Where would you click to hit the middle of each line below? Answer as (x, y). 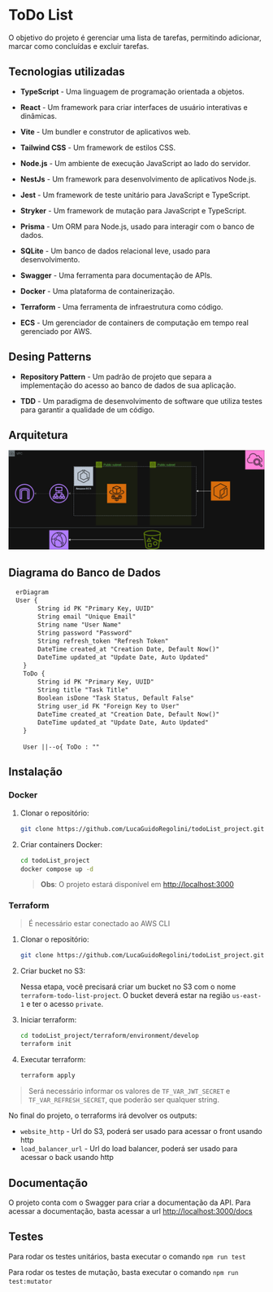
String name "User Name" (80, 625)
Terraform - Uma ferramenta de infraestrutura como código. (121, 306)
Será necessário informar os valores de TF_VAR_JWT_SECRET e (129, 1091)
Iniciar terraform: (48, 1019)
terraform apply (48, 1076)
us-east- (247, 995)
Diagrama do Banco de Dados (84, 572)
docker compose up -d (56, 869)
